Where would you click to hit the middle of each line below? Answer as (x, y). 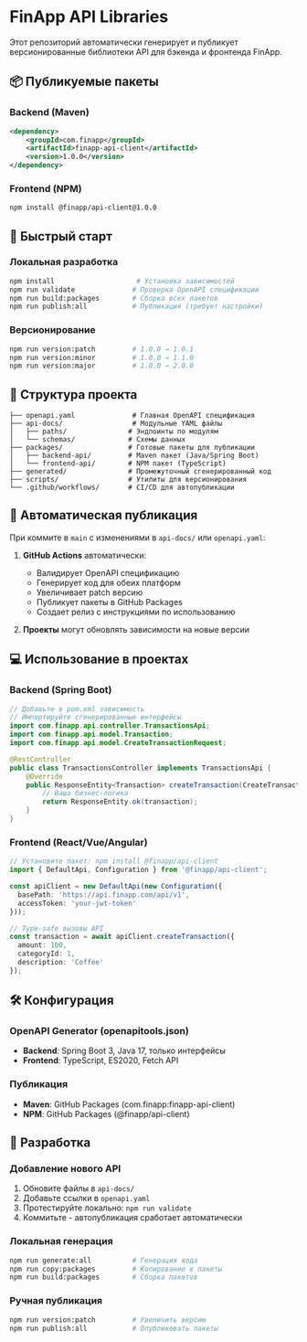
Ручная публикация (56, 1301)
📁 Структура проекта (74, 394)
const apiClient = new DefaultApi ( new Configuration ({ (116, 887)
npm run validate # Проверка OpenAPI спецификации (134, 290)
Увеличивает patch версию (90, 592)
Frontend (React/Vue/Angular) (79, 842)
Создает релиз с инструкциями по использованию (136, 612)
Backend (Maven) (49, 112)
